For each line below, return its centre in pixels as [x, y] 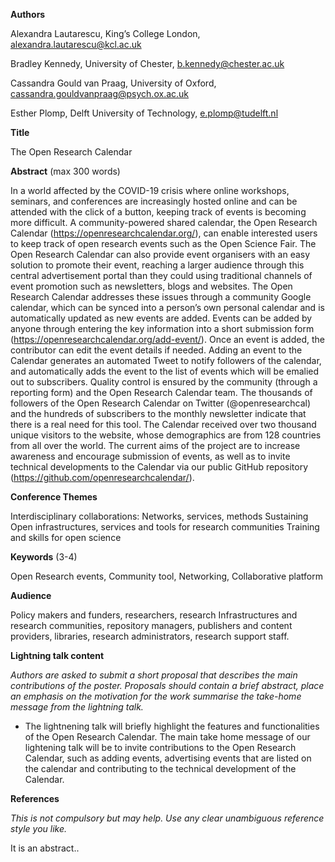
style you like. [39, 828]
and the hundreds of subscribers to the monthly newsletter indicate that [158, 413]
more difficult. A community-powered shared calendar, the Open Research [164, 222]
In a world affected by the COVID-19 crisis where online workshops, [150, 190]
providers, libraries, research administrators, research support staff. [150, 636]
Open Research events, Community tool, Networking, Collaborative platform [166, 576]
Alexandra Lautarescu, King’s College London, [105, 33]
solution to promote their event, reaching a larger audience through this [157, 265]
